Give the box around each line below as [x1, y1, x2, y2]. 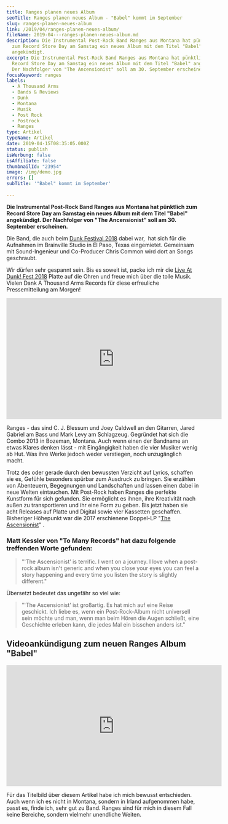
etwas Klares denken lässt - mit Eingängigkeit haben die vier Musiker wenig [6, 443, 198, 451]
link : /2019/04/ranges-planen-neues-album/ [6, 26, 120, 33]
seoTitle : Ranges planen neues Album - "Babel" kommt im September [6, 15, 183, 21]
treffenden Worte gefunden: [6, 544, 93, 552]
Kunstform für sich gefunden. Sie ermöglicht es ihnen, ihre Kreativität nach [6, 494, 195, 502]
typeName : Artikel [6, 135, 53, 141]
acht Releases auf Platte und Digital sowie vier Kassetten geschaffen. [6, 508, 182, 515]
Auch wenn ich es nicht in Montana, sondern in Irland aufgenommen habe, [6, 798, 195, 805]
